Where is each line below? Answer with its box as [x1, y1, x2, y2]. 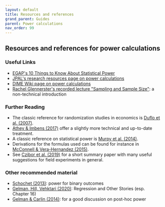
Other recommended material [5, 169, 78, 176]
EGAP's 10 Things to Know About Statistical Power [12, 70, 115, 76]
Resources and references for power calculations [5, 44, 161, 52]
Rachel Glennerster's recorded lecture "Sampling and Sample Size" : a [12, 86, 155, 92]
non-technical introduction [12, 91, 67, 97]
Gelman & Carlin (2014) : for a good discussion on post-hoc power [12, 196, 147, 202]
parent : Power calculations [5, 21, 63, 26]
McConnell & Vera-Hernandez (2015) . [12, 147, 89, 153]
